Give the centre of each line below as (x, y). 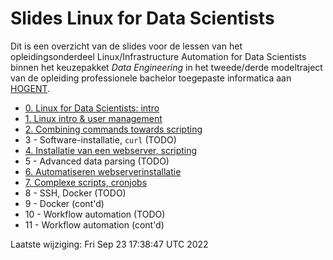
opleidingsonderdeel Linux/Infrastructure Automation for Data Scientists (158, 56)
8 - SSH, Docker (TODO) (75, 193)
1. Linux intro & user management (93, 118)
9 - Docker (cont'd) (64, 203)
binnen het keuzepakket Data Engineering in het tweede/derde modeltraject (166, 67)
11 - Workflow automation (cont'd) (94, 224)
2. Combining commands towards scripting (113, 129)
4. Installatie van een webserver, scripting (111, 150)
